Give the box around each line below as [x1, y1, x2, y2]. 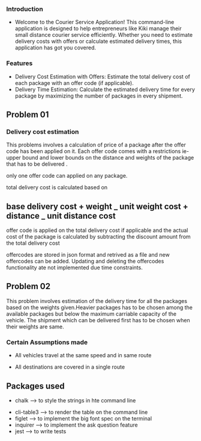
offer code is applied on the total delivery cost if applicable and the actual [6, 227, 188, 234]
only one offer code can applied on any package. [6, 172, 128, 180]
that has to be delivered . [6, 160, 68, 167]
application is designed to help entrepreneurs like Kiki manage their [14, 25, 182, 32]
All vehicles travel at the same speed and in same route [14, 352, 152, 359]
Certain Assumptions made [6, 338, 88, 346]
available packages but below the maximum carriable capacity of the [6, 310, 177, 317]
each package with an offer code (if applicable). [14, 79, 134, 86]
